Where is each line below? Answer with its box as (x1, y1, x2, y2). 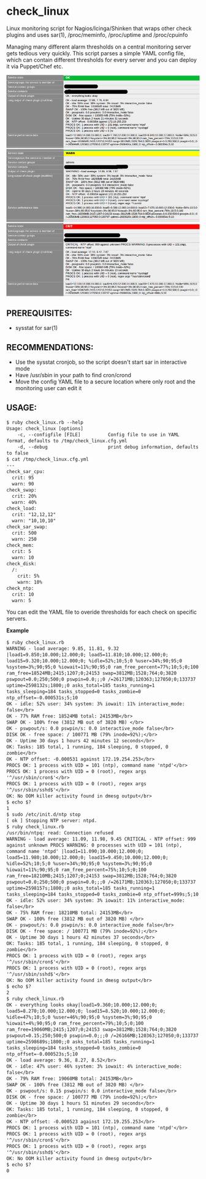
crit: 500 (12, 530, 37, 536)
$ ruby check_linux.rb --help (6, 419, 84, 425)
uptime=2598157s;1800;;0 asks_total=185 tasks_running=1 (6, 885, 155, 891)
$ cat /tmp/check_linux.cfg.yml (6, 456, 89, 462)
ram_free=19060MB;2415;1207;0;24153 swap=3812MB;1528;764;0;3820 (6, 1026, 177, 1033)
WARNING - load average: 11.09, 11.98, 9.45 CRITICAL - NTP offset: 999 (6, 836, 196, 842)
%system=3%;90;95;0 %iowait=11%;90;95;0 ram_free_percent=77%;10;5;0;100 (6, 664, 199, 670)
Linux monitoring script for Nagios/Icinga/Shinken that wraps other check (6, 25, 192, 32)
